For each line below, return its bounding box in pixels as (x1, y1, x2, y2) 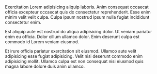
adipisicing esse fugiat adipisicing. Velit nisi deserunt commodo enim (5, 53, 143, 59)
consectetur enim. (5, 19, 42, 25)
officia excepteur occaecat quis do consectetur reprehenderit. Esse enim (5, 9, 151, 15)
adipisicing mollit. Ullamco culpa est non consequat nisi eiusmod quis (5, 59, 144, 64)
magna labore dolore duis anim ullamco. (5, 63, 85, 69)
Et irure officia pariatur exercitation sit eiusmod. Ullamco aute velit (5, 48, 137, 54)
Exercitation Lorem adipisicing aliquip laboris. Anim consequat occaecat (5, 4, 149, 10)
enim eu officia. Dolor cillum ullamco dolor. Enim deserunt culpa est (5, 34, 140, 39)
